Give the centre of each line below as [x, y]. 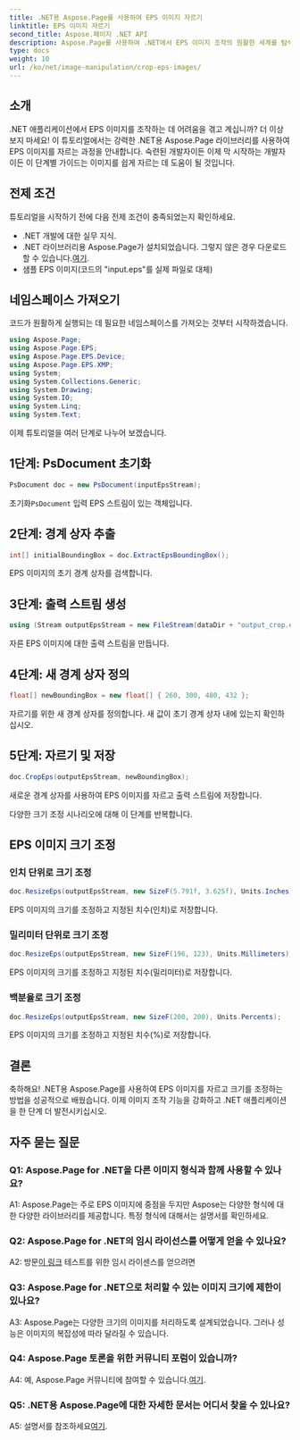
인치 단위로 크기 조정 [50, 872]
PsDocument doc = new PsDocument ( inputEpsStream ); [105, 485]
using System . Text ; [46, 415]
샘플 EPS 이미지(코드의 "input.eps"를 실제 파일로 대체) [117, 269]
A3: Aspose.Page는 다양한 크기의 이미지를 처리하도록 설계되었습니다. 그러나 [142, 1322]
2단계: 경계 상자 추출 [62, 534]
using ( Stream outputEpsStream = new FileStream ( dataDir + [121, 625]
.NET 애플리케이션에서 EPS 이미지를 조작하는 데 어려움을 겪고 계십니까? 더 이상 [146, 129]
